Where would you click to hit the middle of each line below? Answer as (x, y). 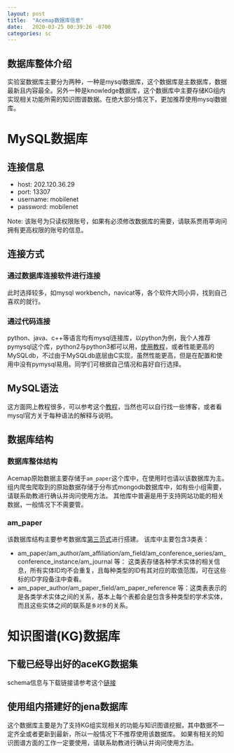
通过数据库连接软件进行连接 (54, 276)
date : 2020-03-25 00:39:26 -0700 (59, 27)
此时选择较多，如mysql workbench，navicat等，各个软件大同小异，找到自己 (117, 293)
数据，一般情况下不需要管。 (47, 504)
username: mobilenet (48, 199)
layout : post (26, 14)
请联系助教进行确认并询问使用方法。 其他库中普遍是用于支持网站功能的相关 (116, 495)
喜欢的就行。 (26, 301)
